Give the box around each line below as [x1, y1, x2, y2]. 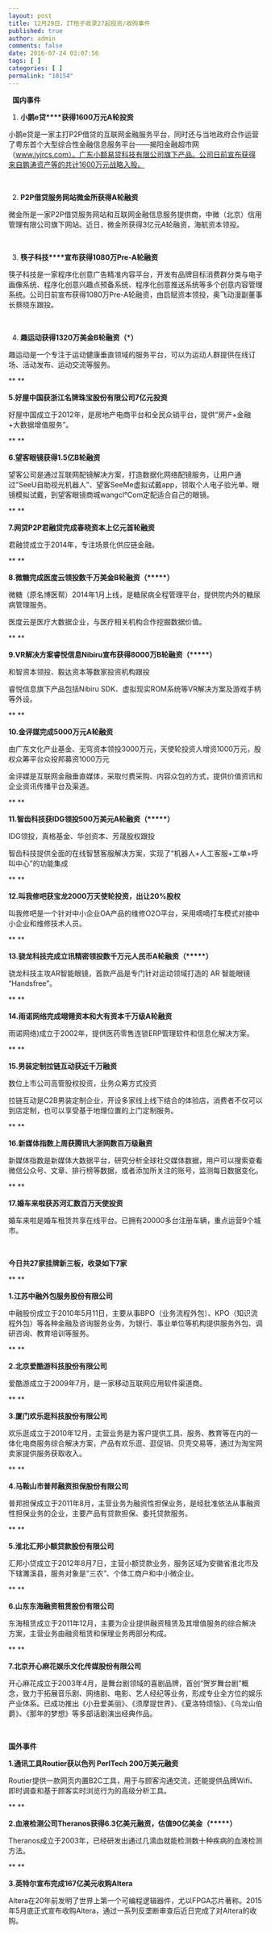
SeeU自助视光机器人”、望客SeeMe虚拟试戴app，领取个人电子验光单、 [19, 479, 252, 489]
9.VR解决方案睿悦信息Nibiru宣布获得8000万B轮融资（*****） [8, 649, 217, 659]
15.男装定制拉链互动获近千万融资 [8, 1061, 118, 1071]
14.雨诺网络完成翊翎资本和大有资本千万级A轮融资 [8, 1011, 173, 1021]
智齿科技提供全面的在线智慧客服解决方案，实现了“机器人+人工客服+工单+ [8, 848, 252, 858]
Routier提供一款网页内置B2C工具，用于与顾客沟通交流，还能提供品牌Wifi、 [8, 1776, 257, 1785]
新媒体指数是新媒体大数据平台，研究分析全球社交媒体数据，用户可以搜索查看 [8, 1155, 263, 1165]
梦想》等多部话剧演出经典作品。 [50, 1708, 157, 1718]
